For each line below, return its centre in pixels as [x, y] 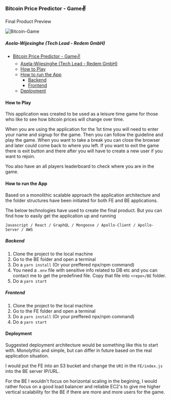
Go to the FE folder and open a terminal [54, 311]
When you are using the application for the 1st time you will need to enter [82, 129]
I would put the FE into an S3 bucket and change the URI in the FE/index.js [84, 366]
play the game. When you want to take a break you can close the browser [83, 140]
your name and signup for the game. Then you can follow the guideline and [84, 135]
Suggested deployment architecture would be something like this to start [82, 345]
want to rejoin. [20, 157]
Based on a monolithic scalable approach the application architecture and [83, 195]
